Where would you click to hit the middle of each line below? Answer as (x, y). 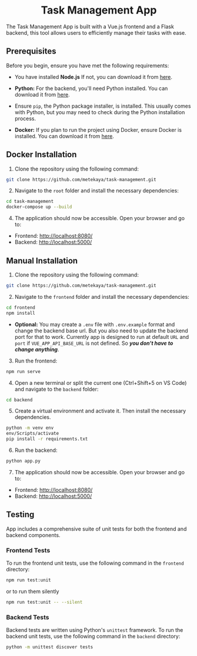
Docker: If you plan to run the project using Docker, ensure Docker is (98, 129)
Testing (20, 515)
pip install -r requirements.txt (47, 439)
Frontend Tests (28, 550)
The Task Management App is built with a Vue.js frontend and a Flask (90, 26)
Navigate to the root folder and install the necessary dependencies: (97, 191)
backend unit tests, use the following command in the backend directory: (93, 637)
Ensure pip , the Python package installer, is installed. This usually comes (103, 106)
